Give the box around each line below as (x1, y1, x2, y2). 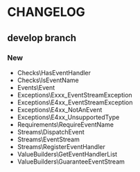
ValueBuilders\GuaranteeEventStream (17, 157, 125, 166)
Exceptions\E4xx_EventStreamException (17, 98, 133, 107)
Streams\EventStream (17, 135, 80, 143)
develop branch (7, 32, 77, 44)
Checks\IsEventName (17, 76, 79, 84)
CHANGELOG (7, 4, 85, 20)
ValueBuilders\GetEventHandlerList (17, 150, 118, 158)
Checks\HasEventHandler (17, 68, 91, 77)
